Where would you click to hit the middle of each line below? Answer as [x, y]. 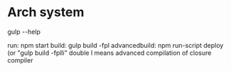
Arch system [46, 12]
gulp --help [24, 32]
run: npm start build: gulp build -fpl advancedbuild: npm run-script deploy [116, 45]
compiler [20, 60]
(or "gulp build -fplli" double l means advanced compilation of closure [109, 53]
